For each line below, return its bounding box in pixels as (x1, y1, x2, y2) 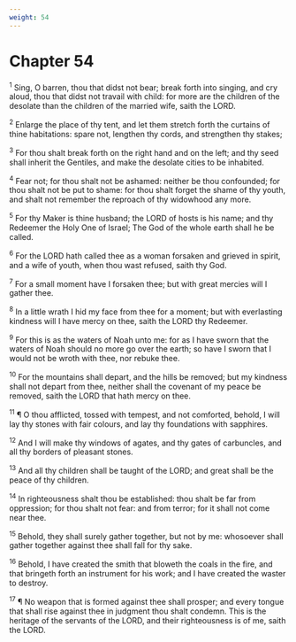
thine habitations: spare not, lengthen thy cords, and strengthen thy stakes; (9, 128, 283, 139)
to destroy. (9, 577, 49, 589)
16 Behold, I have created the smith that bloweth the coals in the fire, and (9, 557, 273, 569)
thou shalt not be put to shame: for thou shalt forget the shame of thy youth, (9, 185, 285, 196)
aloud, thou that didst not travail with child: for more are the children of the (9, 91, 280, 102)
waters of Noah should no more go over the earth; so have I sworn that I (9, 344, 272, 354)
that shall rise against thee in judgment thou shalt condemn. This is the (9, 606, 267, 616)
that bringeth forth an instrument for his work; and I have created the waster (9, 569, 286, 579)
